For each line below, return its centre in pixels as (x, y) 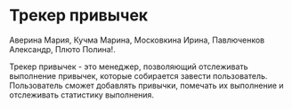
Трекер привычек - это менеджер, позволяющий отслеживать (129, 66)
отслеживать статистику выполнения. (81, 95)
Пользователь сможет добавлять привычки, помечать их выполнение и (146, 85)
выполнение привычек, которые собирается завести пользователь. (138, 75)
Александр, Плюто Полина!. (62, 49)
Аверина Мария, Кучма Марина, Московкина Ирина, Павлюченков (137, 40)
